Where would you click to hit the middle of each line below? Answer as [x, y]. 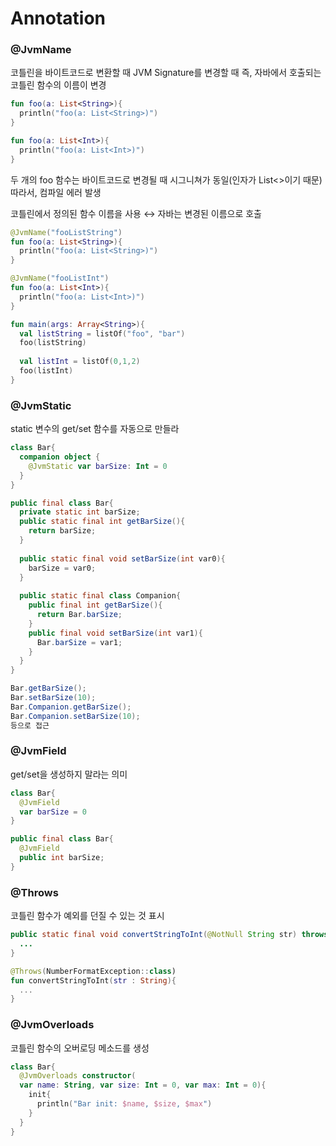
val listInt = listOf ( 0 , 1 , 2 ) [80, 362]
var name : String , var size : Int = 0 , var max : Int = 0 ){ [143, 1085]
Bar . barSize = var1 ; [79, 642]
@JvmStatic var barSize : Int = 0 [98, 466]
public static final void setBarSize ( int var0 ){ [122, 558]
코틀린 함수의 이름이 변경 [58, 85]
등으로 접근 [30, 725]
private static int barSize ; [80, 512]
